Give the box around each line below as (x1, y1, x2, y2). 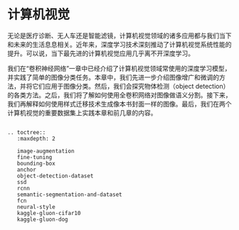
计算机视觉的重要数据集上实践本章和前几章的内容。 (7, 108, 157, 117)
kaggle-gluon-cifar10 (16, 209, 81, 217)
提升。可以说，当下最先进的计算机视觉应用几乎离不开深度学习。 (7, 49, 194, 57)
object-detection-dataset (16, 172, 94, 180)
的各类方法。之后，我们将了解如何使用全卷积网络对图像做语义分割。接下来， (7, 90, 232, 99)
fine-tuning (16, 153, 53, 160)
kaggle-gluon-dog (16, 216, 69, 223)
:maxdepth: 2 (16, 135, 55, 142)
